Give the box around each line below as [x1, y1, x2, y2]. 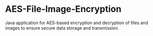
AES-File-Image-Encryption [5, 3, 122, 15]
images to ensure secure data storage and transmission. [5, 25, 120, 31]
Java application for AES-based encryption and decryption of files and [5, 20, 149, 26]
